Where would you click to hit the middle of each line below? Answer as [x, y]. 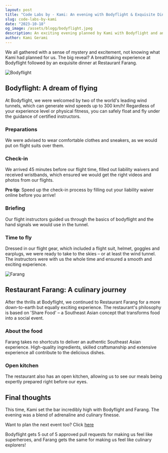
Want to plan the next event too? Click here [49, 425]
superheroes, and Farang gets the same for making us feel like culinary [78, 440]
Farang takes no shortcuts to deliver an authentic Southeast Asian [73, 342]
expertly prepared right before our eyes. [46, 382]
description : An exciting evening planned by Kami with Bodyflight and [81, 33]
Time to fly [18, 237]
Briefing [15, 208]
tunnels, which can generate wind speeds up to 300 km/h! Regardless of [80, 105]
